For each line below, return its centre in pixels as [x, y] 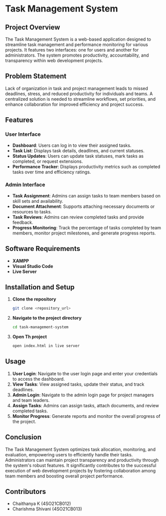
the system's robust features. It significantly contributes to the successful [81, 465]
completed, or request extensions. [48, 161]
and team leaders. [31, 400]
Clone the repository [34, 299]
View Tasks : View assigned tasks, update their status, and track [78, 384]
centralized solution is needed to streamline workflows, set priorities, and [81, 99]
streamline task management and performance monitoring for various [77, 45]
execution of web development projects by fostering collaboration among [81, 470]
